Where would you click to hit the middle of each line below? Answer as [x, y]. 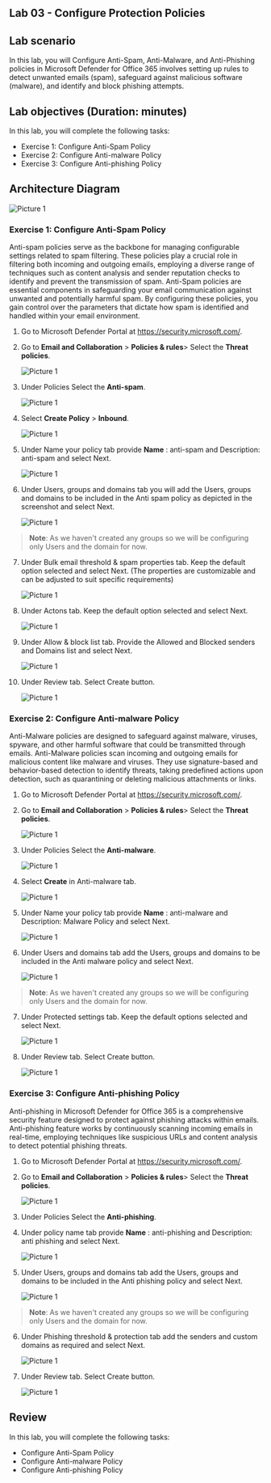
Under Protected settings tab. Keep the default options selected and [134, 1017]
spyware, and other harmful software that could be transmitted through [127, 745]
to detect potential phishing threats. [68, 1145]
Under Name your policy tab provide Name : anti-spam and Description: [140, 450]
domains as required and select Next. [83, 1345]
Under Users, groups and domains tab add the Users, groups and [129, 1272]
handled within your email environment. [75, 316]
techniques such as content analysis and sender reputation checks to [125, 273]
